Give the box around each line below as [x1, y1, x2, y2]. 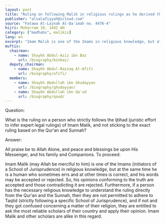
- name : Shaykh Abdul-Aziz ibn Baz [14, 53, 87, 58]
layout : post [5, 7, 32, 12]
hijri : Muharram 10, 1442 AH [5, 26, 65, 30]
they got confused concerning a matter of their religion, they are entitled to [5, 203, 157, 209]
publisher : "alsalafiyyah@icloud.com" [5, 16, 84, 21]
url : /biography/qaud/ [18, 94, 65, 99]
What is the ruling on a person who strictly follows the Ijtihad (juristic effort [5, 117, 156, 123]
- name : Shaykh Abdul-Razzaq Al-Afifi [14, 67, 93, 72]
